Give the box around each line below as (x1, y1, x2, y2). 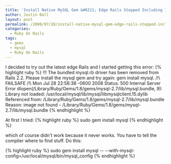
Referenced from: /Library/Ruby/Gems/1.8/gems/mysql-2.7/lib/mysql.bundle (5, 96, 164, 102)
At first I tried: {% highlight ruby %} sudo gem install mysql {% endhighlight (5, 117, 163, 123)
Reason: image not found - (5, 102, 62, 108)
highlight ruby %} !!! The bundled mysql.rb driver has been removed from (5, 69, 159, 75)
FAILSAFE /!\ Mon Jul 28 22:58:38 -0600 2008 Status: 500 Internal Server (5, 80, 161, 86)
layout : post (5, 17, 33, 22)
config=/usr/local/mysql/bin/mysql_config (5, 153, 93, 159)
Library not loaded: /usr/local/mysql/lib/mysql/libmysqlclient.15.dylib (5, 91, 148, 97)
